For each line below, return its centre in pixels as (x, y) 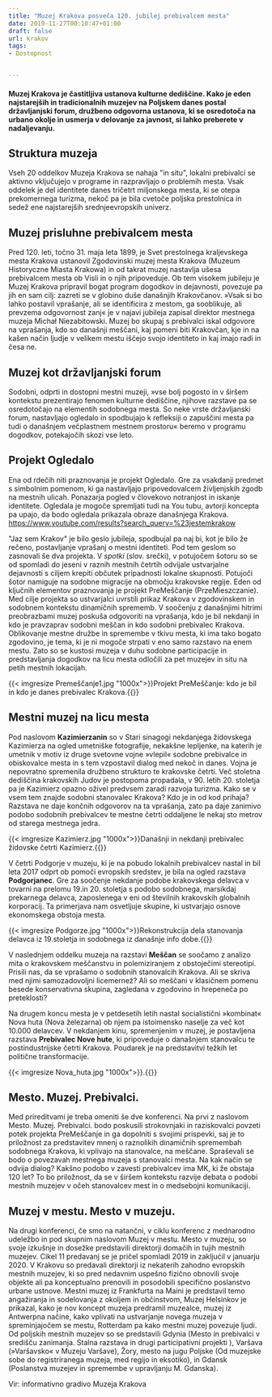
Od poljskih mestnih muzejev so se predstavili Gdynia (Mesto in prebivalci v (134, 1334)
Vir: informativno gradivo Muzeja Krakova (78, 1384)
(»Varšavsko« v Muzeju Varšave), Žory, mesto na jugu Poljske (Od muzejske (135, 1351)
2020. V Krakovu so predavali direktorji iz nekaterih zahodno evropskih (127, 1265)
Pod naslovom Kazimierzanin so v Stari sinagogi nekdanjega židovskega (130, 737)
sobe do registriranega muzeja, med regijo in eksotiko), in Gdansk (118, 1360)
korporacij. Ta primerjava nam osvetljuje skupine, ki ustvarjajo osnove (125, 906)
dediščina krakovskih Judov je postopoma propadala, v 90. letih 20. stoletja (134, 780)
